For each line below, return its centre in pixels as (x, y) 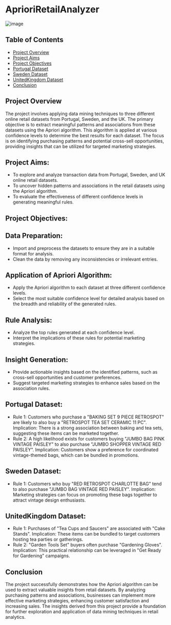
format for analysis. (33, 253)
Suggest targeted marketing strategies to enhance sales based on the (86, 383)
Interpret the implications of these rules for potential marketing (79, 338)
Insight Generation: (37, 360)
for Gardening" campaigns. (41, 556)
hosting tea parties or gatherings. (48, 539)
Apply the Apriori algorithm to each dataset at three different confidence (89, 288)
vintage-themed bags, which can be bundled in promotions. (76, 455)
